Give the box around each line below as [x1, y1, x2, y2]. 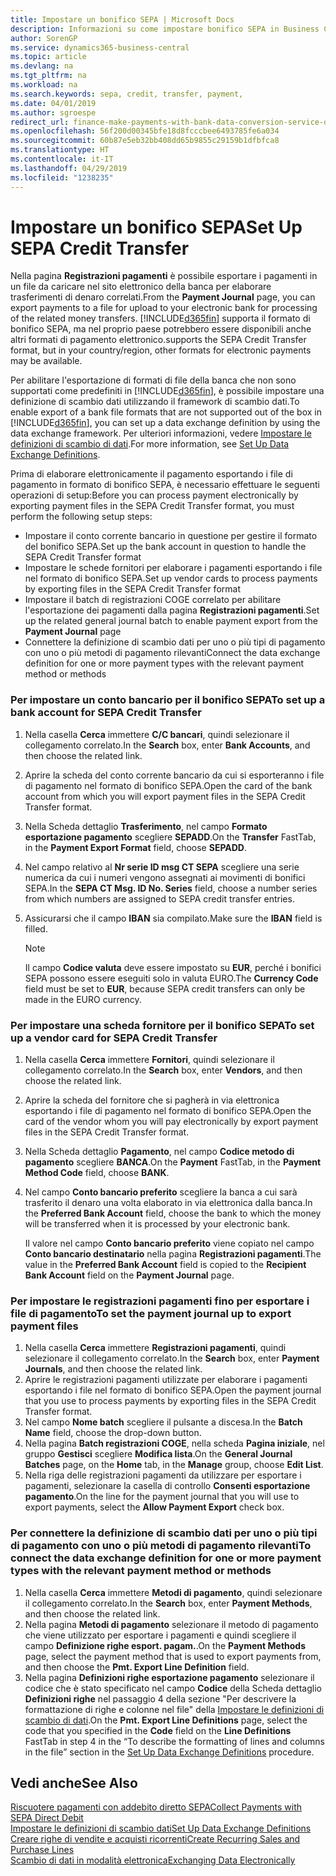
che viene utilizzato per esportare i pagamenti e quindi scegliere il [24, 1629, 297, 1641]
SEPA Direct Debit [10, 1812, 84, 1824]
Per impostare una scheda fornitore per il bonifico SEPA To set [10, 1018, 315, 1032]
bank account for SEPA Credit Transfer [10, 706, 202, 720]
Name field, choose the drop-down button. [24, 1427, 202, 1439]
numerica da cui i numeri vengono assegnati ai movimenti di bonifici [24, 871, 306, 883]
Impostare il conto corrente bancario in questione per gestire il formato [24, 530, 318, 542]
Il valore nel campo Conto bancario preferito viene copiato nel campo [24, 1237, 315, 1250]
